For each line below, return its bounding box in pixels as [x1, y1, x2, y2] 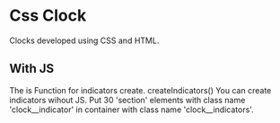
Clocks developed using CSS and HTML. [9, 35, 160, 46]
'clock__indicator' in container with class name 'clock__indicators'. [9, 104, 254, 115]
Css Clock [9, 5, 87, 26]
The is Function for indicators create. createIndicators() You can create [9, 84, 272, 95]
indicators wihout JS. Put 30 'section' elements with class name [9, 94, 246, 105]
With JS [9, 61, 55, 76]
